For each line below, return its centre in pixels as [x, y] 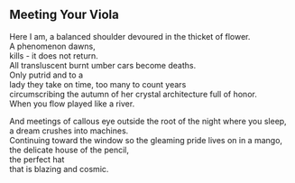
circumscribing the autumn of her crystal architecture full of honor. [133, 94]
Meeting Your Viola [64, 15]
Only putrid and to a [46, 75]
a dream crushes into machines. [69, 131]
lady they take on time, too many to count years [98, 84]
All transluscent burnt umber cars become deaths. [103, 65]
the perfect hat [37, 159]
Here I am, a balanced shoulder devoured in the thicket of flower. [130, 36]
